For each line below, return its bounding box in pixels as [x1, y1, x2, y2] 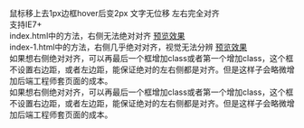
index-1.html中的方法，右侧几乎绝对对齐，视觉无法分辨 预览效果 [9, 41, 248, 52]
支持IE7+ [9, 19, 43, 30]
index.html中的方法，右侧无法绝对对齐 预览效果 [9, 31, 185, 41]
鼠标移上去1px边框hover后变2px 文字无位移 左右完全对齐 [9, 8, 220, 18]
